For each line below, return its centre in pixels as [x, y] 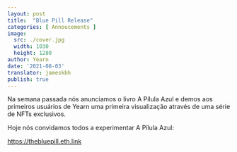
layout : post [27, 14]
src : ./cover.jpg [39, 40]
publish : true [28, 79]
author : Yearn [28, 60]
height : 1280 [33, 53]
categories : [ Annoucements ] [52, 27]
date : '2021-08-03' [36, 66]
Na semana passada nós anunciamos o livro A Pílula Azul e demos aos [110, 99]
